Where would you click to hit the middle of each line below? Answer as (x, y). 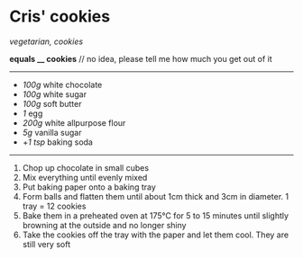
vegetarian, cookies (46, 41)
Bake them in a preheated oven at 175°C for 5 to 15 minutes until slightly (156, 215)
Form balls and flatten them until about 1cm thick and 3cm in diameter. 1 (156, 196)
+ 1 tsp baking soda (57, 142)
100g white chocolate (62, 85)
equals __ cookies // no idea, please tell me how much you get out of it (141, 58)
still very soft (46, 244)
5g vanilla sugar (52, 132)
